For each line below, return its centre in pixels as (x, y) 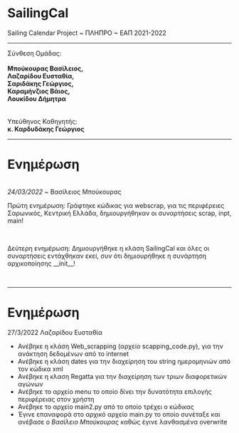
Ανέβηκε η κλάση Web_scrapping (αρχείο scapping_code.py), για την (120, 346)
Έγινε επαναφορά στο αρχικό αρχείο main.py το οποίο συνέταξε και (119, 414)
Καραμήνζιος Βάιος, (39, 91)
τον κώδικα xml (40, 369)
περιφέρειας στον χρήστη (56, 399)
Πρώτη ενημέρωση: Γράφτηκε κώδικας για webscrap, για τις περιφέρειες (116, 205)
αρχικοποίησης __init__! (42, 263)
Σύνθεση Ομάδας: (34, 53)
